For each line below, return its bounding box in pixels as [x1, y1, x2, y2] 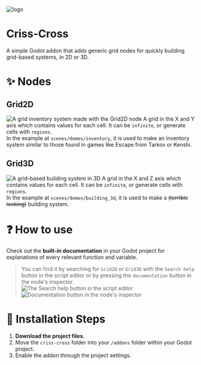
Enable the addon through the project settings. [15, 352, 131, 359]
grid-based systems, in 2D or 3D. [6, 53, 89, 61]
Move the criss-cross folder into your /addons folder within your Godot [15, 338, 193, 346]
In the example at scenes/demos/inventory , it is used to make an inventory [6, 134, 189, 142]
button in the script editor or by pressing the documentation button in [21, 272, 192, 279]
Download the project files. [15, 332, 85, 340]
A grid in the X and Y [143, 115, 195, 122]
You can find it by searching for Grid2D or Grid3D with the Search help [21, 265, 195, 272]
